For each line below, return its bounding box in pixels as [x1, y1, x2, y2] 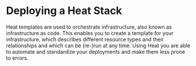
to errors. [6, 54, 29, 61]
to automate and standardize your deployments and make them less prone [6, 48, 185, 55]
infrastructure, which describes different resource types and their [6, 36, 164, 43]
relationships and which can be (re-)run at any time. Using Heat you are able [6, 42, 191, 49]
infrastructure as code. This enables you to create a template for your [6, 29, 174, 36]
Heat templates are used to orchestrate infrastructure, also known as [6, 23, 172, 30]
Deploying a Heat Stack [6, 4, 122, 18]
